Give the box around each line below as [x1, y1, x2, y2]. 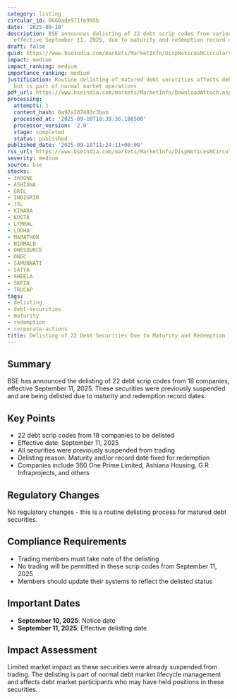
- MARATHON [7, 234, 39, 241]
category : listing [7, 10, 61, 18]
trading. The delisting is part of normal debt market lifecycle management [7, 670, 221, 679]
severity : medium [7, 155, 59, 162]
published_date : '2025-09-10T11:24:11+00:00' [7, 142, 143, 149]
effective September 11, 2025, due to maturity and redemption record [13, 37, 226, 44]
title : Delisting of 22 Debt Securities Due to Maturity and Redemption [7, 332, 226, 339]
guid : [7, 50, 23, 57]
